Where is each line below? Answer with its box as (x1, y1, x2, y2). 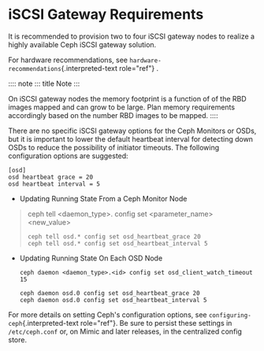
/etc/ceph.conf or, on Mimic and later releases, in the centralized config (8, 327, 243, 336)
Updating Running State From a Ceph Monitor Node (19, 194, 188, 203)
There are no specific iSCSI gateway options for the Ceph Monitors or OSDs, (8, 126, 257, 135)
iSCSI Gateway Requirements (8, 6, 204, 24)
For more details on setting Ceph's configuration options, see (8, 309, 207, 320)
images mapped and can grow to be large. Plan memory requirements (8, 102, 235, 112)
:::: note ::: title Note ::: (8, 79, 80, 88)
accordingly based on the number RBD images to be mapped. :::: (8, 110, 218, 120)
